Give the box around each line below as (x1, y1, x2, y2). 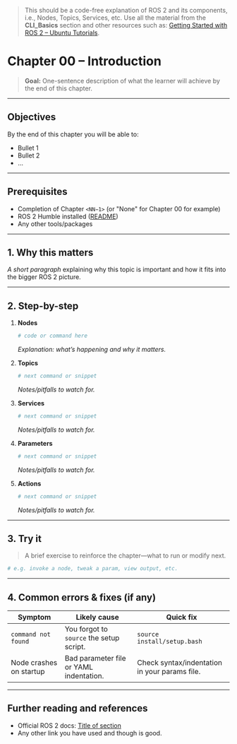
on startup (11, 667, 45, 677)
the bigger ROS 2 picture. (7, 273, 81, 281)
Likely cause (75, 613, 119, 622)
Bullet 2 (17, 151, 40, 160)
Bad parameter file (64, 654, 126, 663)
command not (11, 630, 51, 639)
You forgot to (64, 625, 108, 634)
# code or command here (17, 332, 88, 340)
